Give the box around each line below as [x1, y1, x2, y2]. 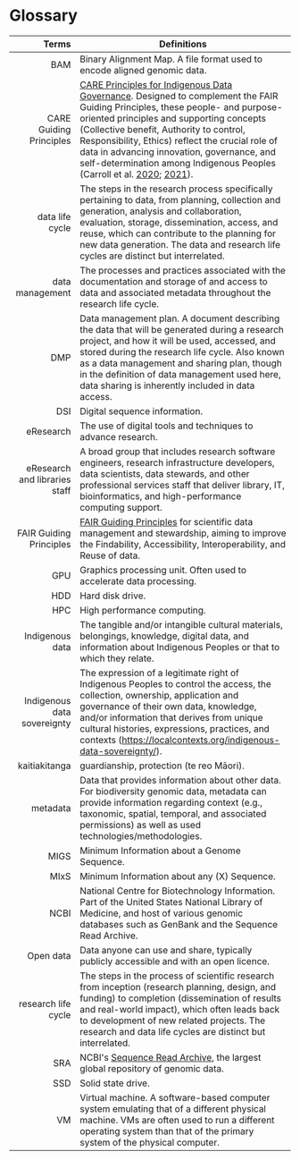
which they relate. [79, 652, 154, 665]
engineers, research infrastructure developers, [79, 456, 275, 469]
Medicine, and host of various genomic [79, 907, 244, 919]
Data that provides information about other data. [79, 774, 281, 786]
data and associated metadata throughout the [79, 286, 271, 299]
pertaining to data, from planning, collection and [79, 193, 281, 206]
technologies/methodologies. [79, 829, 203, 842]
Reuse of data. [79, 549, 141, 562]
